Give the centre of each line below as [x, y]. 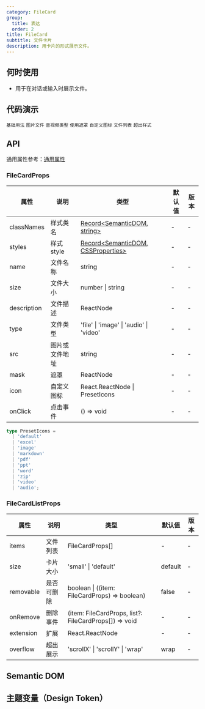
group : [15, 18]
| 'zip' [22, 477]
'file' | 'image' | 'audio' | [114, 325]
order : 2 [23, 29]
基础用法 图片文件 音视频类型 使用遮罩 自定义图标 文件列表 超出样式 [79, 125]
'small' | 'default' [92, 566]
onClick [20, 411]
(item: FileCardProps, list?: [105, 613]
